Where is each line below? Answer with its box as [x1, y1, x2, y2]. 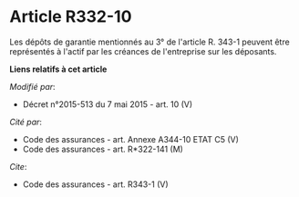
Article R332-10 [9, 6, 132, 27]
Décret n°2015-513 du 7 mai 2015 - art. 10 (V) [22, 98, 193, 110]
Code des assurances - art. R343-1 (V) [22, 179, 169, 190]
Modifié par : [9, 81, 57, 92]
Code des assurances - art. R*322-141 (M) [22, 143, 184, 154]
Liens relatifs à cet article [9, 64, 108, 74]
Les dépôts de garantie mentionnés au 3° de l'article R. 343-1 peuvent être [9, 36, 290, 47]
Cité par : [9, 116, 43, 127]
